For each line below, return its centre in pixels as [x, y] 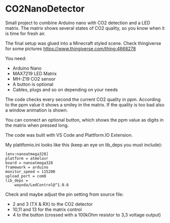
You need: [16, 58]
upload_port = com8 [26, 176]
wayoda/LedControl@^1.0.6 [42, 185]
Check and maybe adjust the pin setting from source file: [65, 194]
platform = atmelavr [27, 158]
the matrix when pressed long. [37, 125]
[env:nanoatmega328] [27, 154]
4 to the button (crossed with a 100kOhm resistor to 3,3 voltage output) [87, 214]
